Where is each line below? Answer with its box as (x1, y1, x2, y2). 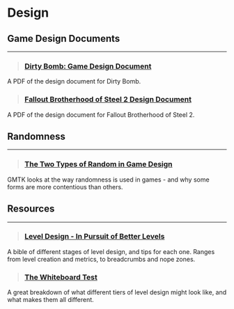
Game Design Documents (7, 33, 120, 45)
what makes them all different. (7, 296, 94, 304)
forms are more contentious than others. (7, 182, 123, 191)
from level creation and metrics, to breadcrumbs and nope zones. (7, 255, 196, 263)
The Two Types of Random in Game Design (24, 159, 173, 169)
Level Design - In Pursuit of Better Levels (24, 232, 165, 241)
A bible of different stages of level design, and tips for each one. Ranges (7, 247, 215, 255)
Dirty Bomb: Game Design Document (24, 61, 152, 71)
